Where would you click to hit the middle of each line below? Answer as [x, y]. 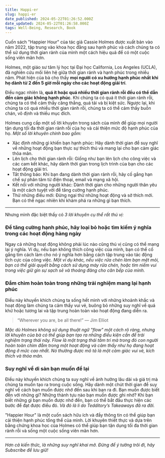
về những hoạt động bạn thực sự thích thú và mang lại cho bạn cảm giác [85, 148]
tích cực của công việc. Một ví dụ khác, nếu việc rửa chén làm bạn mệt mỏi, [82, 260]
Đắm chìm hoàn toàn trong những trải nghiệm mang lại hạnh [78, 283]
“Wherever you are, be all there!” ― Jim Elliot [63, 320]
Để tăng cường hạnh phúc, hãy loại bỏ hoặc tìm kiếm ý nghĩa [78, 228]
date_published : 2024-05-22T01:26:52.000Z [49, 19]
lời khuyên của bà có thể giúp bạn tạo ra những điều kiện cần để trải [75, 335]
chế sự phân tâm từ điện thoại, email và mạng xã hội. [66, 180]
